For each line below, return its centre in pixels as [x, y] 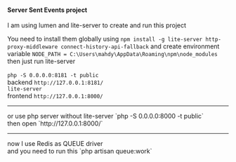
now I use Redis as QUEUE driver [55, 144]
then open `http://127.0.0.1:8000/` [55, 123]
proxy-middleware [33, 47]
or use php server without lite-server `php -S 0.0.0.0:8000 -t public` [105, 116]
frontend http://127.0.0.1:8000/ [55, 96]
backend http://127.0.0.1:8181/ [55, 82]
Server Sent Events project [47, 10]
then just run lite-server [41, 61]
